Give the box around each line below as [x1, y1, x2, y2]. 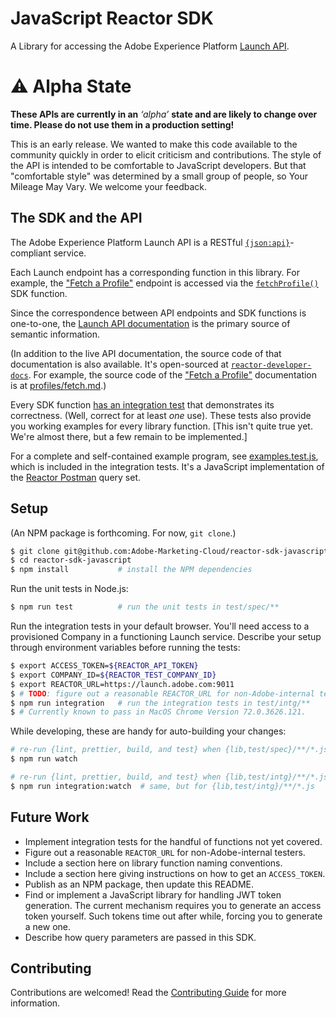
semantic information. [10, 328, 100, 340]
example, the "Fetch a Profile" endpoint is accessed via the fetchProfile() [10, 277, 319, 289]
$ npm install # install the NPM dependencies [10, 565, 253, 575]
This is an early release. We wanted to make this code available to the [10, 138, 298, 150]
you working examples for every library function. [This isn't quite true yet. [10, 420, 313, 432]
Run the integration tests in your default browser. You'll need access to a [10, 620, 310, 632]
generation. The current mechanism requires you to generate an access [24, 899, 322, 911]
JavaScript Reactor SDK [10, 7, 214, 30]
